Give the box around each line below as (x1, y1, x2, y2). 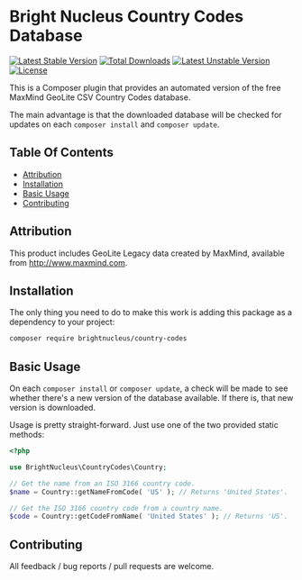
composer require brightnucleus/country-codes (9, 334, 188, 343)
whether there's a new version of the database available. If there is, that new (9, 393, 294, 403)
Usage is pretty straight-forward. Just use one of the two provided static (9, 420, 279, 430)
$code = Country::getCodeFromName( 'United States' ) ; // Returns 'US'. (9, 512, 288, 521)
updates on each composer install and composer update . (9, 119, 220, 130)
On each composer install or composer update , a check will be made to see (9, 383, 288, 394)
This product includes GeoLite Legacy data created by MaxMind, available (9, 248, 286, 258)
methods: (9, 430, 45, 440)
